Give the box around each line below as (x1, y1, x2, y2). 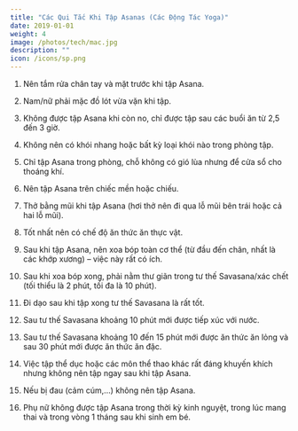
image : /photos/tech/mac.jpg (10, 37, 118, 47)
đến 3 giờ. (22, 122, 60, 133)
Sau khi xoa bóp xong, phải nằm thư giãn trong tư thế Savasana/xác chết (22, 271, 289, 281)
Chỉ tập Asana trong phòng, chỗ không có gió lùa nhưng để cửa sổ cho (22, 157, 282, 167)
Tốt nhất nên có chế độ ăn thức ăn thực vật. (22, 227, 184, 238)
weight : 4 (10, 29, 47, 38)
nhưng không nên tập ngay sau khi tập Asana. (22, 368, 192, 378)
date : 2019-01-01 (10, 21, 74, 30)
